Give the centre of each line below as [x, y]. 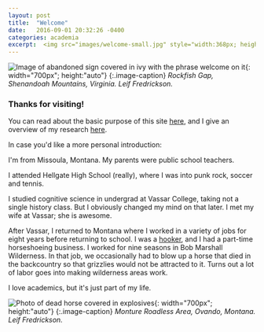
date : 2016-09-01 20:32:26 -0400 [66, 30]
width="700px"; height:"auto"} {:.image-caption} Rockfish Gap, [111, 76]
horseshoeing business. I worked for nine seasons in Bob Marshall [115, 248]
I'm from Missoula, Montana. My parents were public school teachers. [121, 160]
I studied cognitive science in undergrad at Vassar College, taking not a [124, 199]
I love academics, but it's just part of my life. [80, 288]
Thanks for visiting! [46, 105]
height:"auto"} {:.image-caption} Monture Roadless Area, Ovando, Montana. [132, 312]
